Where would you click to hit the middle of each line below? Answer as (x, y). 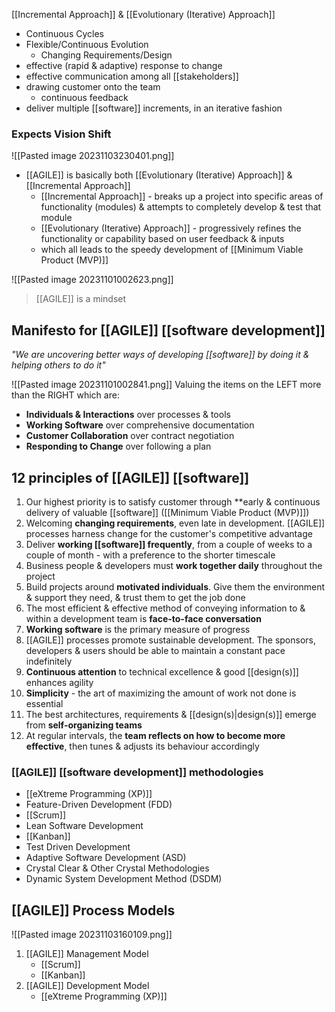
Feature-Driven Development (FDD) (99, 805)
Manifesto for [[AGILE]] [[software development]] (168, 330)
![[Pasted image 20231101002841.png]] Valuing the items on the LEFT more (166, 385)
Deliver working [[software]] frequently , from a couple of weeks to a (169, 544)
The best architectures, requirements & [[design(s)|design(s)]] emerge (171, 714)
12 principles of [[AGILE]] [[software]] (130, 477)
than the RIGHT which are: (65, 395)
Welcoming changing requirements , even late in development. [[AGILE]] (175, 523)
